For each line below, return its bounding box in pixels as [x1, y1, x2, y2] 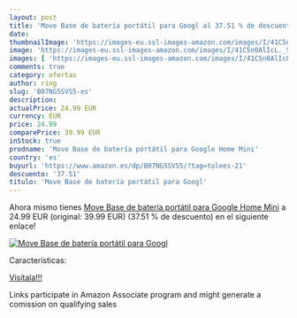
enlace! [9, 221, 36, 231]
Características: [9, 255, 67, 266]
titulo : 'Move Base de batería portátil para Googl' [9, 178, 208, 187]
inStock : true [9, 136, 62, 145]
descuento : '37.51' [9, 169, 81, 178]
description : [9, 95, 57, 105]
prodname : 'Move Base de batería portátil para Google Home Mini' [9, 144, 259, 153]
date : [9, 29, 29, 38]
